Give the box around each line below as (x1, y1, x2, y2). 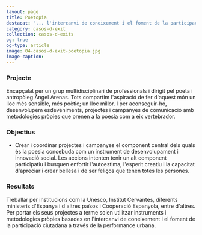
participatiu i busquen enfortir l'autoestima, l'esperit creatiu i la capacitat (14, 161, 195, 168)
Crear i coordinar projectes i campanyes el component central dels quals (14, 142, 195, 149)
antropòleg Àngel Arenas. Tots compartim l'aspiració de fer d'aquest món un (6, 93, 196, 101)
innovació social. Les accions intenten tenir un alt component (14, 154, 167, 161)
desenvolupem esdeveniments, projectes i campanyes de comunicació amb (6, 106, 194, 113)
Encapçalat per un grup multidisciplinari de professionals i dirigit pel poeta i (6, 87, 193, 94)
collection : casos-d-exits (6, 31, 74, 37)
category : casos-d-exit (6, 25, 66, 32)
